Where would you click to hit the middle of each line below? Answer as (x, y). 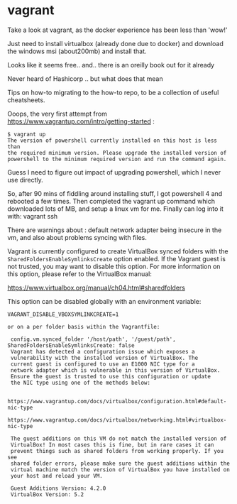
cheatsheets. (26, 100)
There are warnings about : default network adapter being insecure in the (115, 230)
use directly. (26, 180)
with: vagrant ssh (33, 216)
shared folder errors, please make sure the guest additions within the (120, 464)
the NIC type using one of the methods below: (81, 383)
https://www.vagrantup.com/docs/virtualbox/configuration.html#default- (117, 401)
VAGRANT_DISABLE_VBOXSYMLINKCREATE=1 (63, 314)
